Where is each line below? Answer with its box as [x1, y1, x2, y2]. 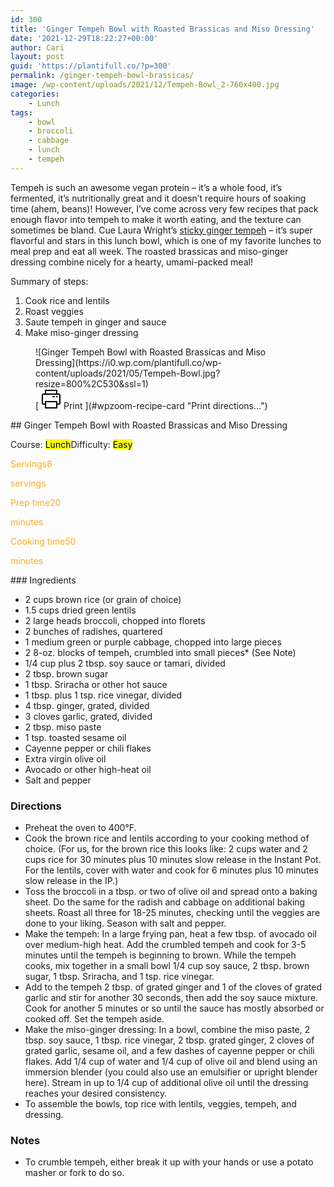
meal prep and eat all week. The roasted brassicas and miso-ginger [10, 245, 289, 257]
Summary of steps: [10, 275, 89, 287]
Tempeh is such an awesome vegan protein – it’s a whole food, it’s [10, 181, 283, 193]
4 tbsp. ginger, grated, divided [24, 699, 150, 711]
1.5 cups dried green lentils [24, 604, 137, 616]
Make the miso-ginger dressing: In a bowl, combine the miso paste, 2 [24, 1024, 311, 1036]
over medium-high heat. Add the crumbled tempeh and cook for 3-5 [24, 939, 307, 951]
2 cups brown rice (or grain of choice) [24, 593, 182, 605]
